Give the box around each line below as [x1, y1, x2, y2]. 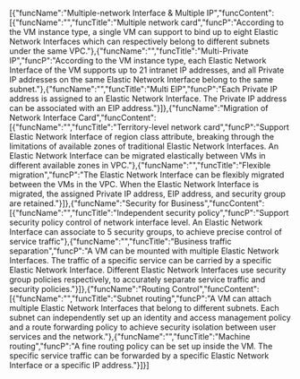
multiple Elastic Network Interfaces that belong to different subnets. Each [9, 303, 279, 313]
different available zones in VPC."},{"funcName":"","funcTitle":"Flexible [9, 160, 271, 170]
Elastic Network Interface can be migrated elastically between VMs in [9, 151, 266, 160]
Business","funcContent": [170, 198, 265, 209]
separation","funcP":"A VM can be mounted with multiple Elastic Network [9, 245, 279, 256]
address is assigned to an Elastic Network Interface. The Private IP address [9, 93, 287, 104]
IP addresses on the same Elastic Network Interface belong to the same [9, 74, 274, 84]
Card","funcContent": [78, 112, 157, 123]
